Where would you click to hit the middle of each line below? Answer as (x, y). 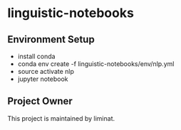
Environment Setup (51, 39)
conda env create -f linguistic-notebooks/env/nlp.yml (96, 64)
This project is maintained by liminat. (61, 118)
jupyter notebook (43, 79)
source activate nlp (46, 71)
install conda (36, 56)
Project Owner (40, 101)
